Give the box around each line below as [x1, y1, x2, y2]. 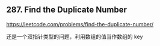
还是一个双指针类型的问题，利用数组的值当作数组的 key [6, 33, 143, 40]
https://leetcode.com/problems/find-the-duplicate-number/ [6, 20, 154, 27]
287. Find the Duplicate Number [6, 5, 128, 15]
